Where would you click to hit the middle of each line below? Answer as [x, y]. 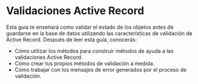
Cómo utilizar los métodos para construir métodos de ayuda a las [94, 51]
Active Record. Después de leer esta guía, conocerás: [72, 39]
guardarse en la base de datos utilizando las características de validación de [99, 33]
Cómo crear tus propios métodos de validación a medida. [85, 63]
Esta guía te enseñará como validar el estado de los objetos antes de [90, 27]
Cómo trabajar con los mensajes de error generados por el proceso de [101, 69]
